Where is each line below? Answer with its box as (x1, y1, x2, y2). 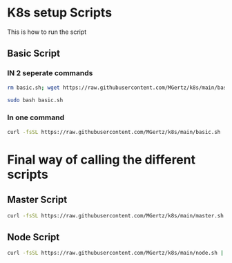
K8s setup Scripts (7, 5, 113, 21)
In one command (7, 113, 65, 122)
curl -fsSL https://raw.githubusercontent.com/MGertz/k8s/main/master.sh (7, 212, 224, 219)
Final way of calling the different (7, 152, 195, 167)
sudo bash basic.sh (7, 97, 64, 104)
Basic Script (7, 48, 61, 59)
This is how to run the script (7, 28, 87, 36)
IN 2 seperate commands (7, 68, 93, 78)
